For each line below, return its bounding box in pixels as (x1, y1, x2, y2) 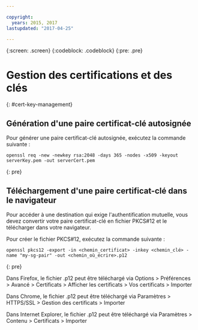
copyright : (6, 14, 34, 20)
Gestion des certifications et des (6, 68, 173, 82)
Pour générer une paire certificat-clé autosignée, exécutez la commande (6, 134, 186, 142)
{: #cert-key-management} (6, 101, 73, 108)
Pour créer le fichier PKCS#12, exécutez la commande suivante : (6, 235, 165, 243)
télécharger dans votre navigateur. (6, 223, 91, 231)
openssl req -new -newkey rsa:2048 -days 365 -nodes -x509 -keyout (6, 152, 179, 158)
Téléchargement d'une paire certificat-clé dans (6, 185, 187, 196)
